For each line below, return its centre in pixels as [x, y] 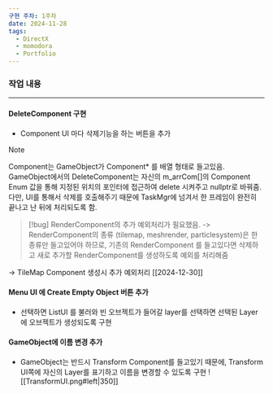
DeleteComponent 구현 [48, 113]
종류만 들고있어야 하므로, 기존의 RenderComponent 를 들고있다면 [132, 244]
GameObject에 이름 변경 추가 [56, 342]
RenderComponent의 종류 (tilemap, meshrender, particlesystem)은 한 [143, 234]
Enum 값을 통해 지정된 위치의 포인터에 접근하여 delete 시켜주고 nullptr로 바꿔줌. [135, 186]
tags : [17, 31]
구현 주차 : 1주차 [32, 16]
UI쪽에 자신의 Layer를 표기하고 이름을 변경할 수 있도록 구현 [113, 372]
